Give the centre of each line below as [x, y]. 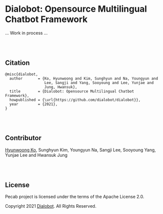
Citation [18, 63]
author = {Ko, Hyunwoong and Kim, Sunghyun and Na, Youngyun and [84, 78]
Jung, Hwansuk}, [61, 87]
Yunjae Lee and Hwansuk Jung [36, 155]
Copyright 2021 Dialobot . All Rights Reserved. [51, 206]
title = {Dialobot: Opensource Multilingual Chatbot [72, 91]
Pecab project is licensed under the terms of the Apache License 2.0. [75, 197]
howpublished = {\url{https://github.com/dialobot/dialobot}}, [75, 100]
